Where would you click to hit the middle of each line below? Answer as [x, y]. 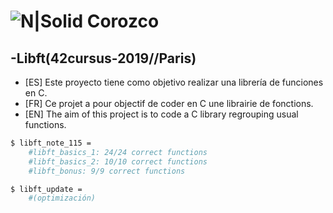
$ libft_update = [46, 189]
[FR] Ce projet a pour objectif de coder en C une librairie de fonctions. [169, 103]
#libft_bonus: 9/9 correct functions [107, 171]
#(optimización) [62, 198]
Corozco [123, 21]
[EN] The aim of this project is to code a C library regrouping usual [161, 114]
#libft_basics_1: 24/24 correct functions [118, 152]
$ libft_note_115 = [51, 143]
